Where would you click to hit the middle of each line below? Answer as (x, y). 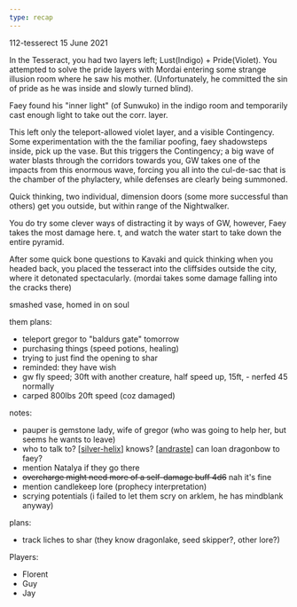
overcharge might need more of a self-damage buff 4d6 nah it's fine (147, 477)
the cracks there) (41, 287)
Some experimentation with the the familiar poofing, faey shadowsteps (138, 141)
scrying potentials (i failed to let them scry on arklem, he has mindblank (152, 496)
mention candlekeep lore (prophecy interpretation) (114, 486)
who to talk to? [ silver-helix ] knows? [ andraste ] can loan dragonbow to (151, 448)
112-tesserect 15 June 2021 (59, 43)
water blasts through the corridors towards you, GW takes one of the (135, 160)
